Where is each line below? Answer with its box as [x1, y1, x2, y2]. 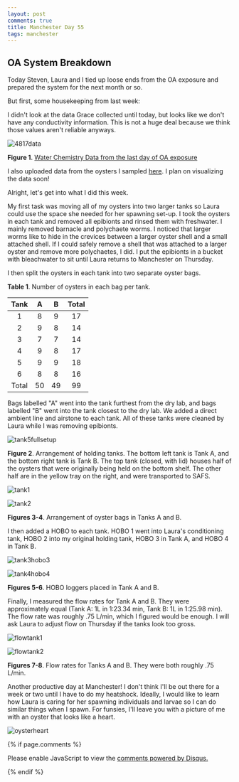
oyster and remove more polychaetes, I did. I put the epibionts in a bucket [7, 247, 223, 256]
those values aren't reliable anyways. [7, 126, 116, 134]
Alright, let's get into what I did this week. [7, 188, 129, 197]
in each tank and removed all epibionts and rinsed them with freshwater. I [7, 218, 223, 226]
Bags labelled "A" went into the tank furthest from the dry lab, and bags [7, 399, 217, 407]
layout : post [7, 10, 46, 18]
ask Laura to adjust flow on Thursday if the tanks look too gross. [7, 620, 196, 628]
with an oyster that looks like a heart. [7, 712, 115, 722]
